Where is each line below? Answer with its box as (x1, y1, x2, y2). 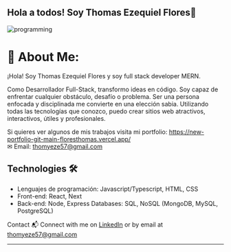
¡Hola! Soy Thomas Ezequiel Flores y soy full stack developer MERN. (7, 71, 201, 80)
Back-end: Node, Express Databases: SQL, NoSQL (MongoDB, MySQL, (16, 199, 219, 207)
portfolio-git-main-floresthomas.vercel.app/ (7, 135, 131, 143)
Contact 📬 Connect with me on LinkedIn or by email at (7, 220, 164, 229)
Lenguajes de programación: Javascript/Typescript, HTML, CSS (16, 185, 199, 193)
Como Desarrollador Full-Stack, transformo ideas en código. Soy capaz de (7, 85, 219, 93)
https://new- (168, 128, 205, 136)
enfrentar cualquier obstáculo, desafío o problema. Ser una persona (7, 92, 199, 100)
